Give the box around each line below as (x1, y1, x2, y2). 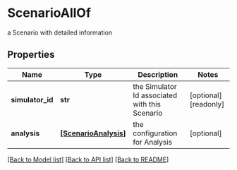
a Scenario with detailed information (7, 28, 113, 37)
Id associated (133, 90, 178, 100)
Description (137, 69, 178, 79)
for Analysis (133, 137, 173, 147)
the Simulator (133, 81, 178, 91)
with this (133, 99, 161, 109)
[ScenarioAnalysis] (59, 128, 126, 138)
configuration (133, 128, 178, 138)
